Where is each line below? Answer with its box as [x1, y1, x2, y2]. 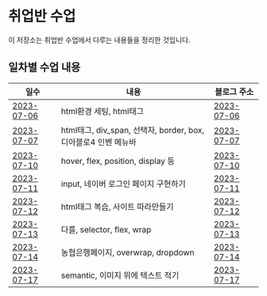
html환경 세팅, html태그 [60, 105, 145, 116]
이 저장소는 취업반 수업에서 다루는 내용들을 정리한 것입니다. [8, 35, 191, 45]
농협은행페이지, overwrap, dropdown [60, 247, 195, 258]
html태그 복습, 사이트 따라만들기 [60, 201, 174, 212]
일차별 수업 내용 [8, 60, 81, 74]
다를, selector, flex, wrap [60, 224, 152, 235]
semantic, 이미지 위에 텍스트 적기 [60, 270, 180, 281]
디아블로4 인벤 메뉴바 [60, 136, 137, 147]
